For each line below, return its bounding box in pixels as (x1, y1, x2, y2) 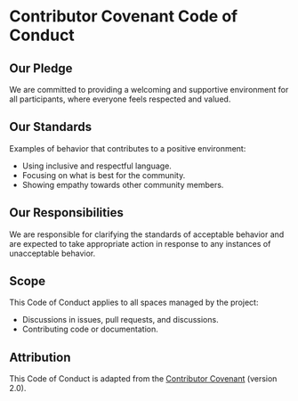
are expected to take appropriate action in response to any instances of (9, 238, 271, 249)
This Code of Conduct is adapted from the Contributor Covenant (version (9, 373, 278, 384)
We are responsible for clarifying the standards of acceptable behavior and (9, 229, 285, 240)
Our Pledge (9, 61, 73, 76)
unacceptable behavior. (9, 248, 96, 258)
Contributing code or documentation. (21, 323, 158, 335)
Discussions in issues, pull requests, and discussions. (21, 315, 220, 325)
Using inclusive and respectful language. (21, 160, 172, 171)
